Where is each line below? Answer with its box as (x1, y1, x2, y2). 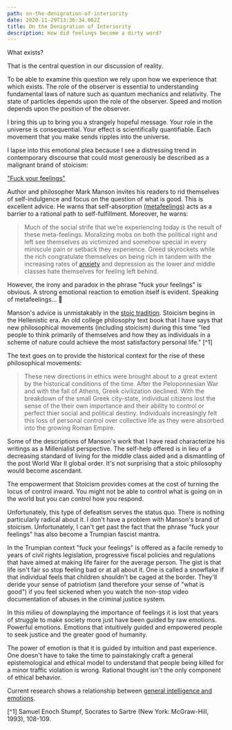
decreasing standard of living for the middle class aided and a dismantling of (7, 452, 226, 460)
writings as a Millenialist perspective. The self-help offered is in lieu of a (7, 444, 212, 453)
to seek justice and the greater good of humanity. (7, 630, 148, 639)
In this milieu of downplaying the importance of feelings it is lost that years (7, 608, 219, 617)
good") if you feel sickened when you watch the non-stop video (7, 587, 188, 596)
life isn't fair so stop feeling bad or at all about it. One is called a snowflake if (7, 565, 224, 574)
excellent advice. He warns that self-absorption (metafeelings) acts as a (7, 202, 213, 211)
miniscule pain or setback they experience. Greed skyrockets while (23, 245, 215, 253)
